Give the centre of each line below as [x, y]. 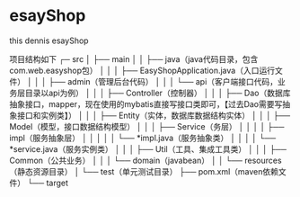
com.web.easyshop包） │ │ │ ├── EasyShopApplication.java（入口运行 [142, 70]
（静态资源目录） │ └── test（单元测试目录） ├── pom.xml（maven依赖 [144, 171]
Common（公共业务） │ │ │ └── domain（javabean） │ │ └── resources [146, 160]
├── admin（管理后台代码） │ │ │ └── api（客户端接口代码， [163, 81]
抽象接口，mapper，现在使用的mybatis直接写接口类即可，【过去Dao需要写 [146, 103]
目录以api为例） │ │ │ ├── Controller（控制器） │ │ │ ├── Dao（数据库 [158, 93]
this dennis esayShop [49, 40]
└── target [48, 183]
